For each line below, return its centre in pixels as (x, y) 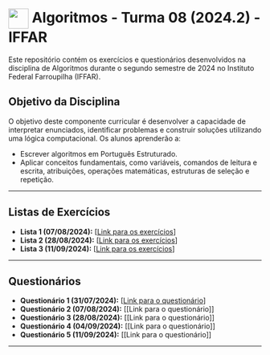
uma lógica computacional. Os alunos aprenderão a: (94, 138)
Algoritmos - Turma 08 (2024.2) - (146, 17)
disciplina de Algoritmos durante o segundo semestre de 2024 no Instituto (131, 67)
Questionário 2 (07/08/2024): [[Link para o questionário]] (117, 309)
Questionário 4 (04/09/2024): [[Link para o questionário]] (117, 326)
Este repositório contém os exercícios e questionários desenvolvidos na (127, 59)
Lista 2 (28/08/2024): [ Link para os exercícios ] (99, 240)
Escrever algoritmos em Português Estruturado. (99, 153)
